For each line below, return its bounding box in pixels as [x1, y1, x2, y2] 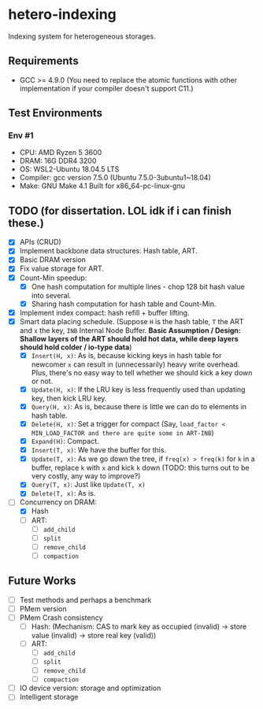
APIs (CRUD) [19, 238, 61, 247]
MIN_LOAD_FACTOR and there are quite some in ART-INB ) [31, 428, 214, 438]
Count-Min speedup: [19, 273, 87, 282]
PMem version [19, 604, 67, 613]
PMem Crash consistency [19, 612, 103, 622]
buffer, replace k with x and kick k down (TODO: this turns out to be [31, 463, 250, 473]
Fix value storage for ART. [19, 264, 105, 273]
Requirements [8, 54, 79, 68]
